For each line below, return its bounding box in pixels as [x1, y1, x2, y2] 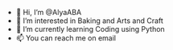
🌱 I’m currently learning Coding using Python [15, 25, 165, 33]
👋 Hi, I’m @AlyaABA [15, 8, 82, 17]
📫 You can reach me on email [15, 33, 117, 43]
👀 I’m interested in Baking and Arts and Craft [15, 16, 163, 25]
